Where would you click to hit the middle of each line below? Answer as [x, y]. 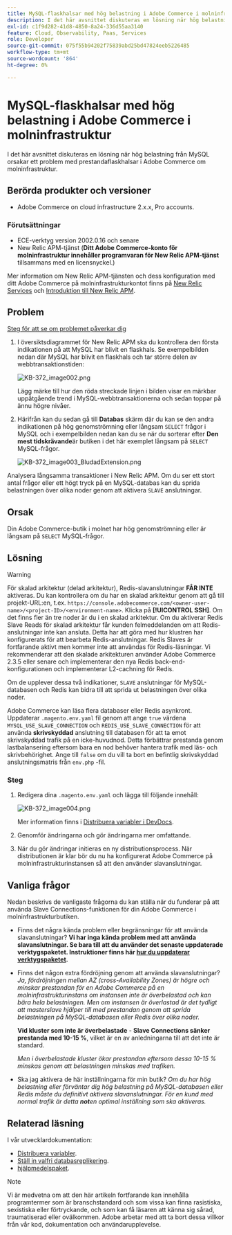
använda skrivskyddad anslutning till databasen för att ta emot [97, 733]
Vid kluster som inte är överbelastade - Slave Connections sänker [114, 1031]
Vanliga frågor [39, 885]
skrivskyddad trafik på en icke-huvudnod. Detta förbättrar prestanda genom [115, 740]
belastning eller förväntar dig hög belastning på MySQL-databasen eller [120, 1087]
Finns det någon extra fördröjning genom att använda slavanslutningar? [118, 973]
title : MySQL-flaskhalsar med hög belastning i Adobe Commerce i [103, 14]
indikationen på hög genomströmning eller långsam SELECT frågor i [112, 427]
